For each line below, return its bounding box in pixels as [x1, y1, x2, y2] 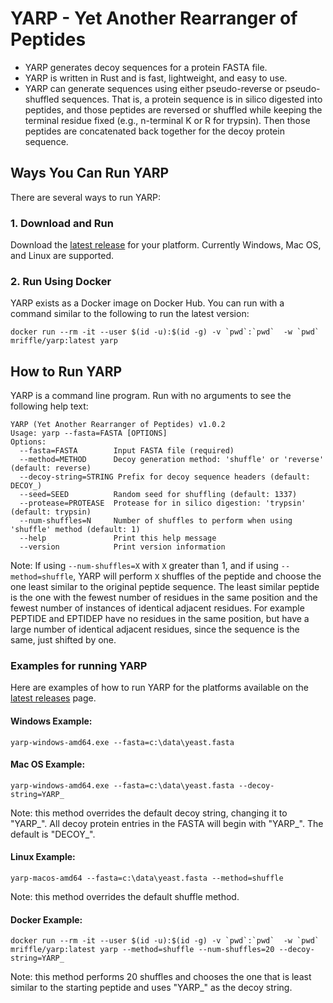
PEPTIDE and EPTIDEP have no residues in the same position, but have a [10, 613, 310, 625]
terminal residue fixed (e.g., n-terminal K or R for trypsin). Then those [24, 114, 311, 126]
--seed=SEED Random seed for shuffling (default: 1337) [19, 490, 298, 500]
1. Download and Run [10, 216, 114, 230]
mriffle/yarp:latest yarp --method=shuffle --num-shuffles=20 [10, 945, 275, 955]
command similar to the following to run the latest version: [10, 308, 250, 320]
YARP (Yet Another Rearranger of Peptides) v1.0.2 [10, 420, 226, 430]
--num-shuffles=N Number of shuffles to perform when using [19, 516, 293, 526]
